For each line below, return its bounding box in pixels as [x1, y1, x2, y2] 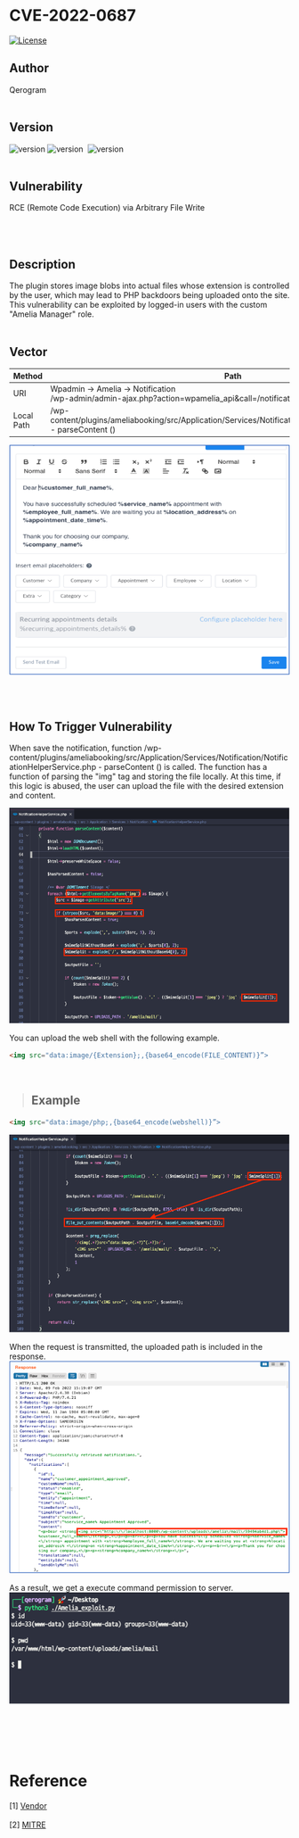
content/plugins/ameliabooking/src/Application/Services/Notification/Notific [9, 752, 288, 763]
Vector [9, 344, 48, 360]
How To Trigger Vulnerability [9, 719, 173, 734]
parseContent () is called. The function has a [103, 762, 268, 773]
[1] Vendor [9, 1800, 47, 1811]
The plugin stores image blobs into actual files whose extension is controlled [9, 280, 290, 291]
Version [9, 120, 53, 135]
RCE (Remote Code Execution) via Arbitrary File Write [9, 203, 206, 213]
